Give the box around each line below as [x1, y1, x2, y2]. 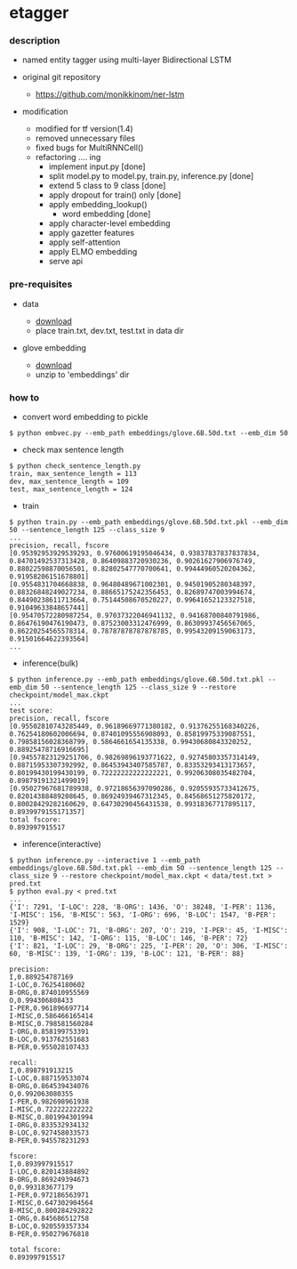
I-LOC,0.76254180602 [9, 981, 86, 990]
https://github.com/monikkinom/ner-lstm [35, 89, 185, 100]
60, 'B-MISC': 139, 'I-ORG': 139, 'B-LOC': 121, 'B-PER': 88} [9, 950, 245, 958]
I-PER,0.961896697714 [9, 1004, 90, 1013]
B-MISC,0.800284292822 [9, 1207, 93, 1216]
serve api [48, 256, 83, 267]
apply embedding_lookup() [48, 199, 148, 210]
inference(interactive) [21, 839, 102, 850]
